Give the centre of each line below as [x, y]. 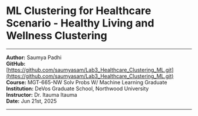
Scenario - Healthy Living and [80, 23]
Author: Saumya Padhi [34, 57]
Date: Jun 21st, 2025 [32, 101]
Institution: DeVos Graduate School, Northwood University [77, 88]
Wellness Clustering [57, 36]
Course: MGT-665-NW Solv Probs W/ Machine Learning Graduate [87, 82]
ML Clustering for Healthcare [79, 11]
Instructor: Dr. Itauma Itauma [42, 94]
